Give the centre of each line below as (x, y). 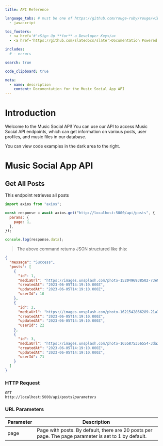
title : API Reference (27, 9)
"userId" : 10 (31, 294)
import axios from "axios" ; (33, 204)
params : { (19, 217)
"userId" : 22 (31, 325)
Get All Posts (25, 183)
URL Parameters (24, 409)
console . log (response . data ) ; (34, 240)
